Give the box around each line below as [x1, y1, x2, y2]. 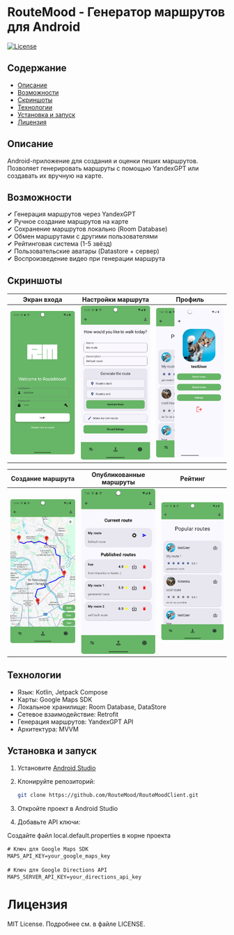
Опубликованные [91, 471, 146, 479]
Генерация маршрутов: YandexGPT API [17, 717, 134, 726]
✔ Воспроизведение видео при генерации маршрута [7, 254, 166, 263]
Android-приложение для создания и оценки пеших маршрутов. [7, 156, 198, 165]
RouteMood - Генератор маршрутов [7, 4, 225, 20]
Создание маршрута [10, 474, 75, 482]
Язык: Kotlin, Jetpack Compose [17, 687, 108, 696]
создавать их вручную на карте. [7, 172, 104, 180]
